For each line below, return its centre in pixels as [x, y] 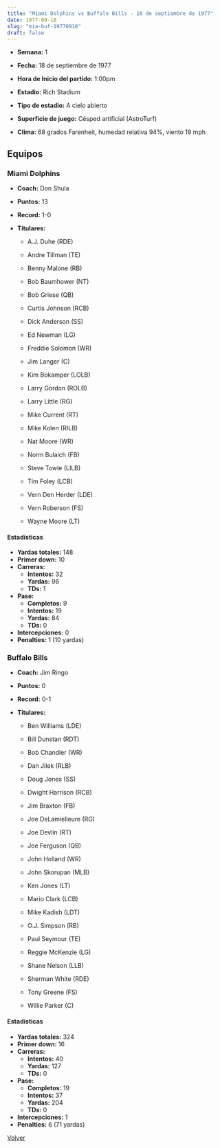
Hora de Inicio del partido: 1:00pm [66, 79]
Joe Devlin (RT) [49, 832]
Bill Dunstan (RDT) [53, 739]
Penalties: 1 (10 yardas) [51, 640]
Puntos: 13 [32, 201]
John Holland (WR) [54, 859]
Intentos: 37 [45, 1095]
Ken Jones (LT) [49, 886]
